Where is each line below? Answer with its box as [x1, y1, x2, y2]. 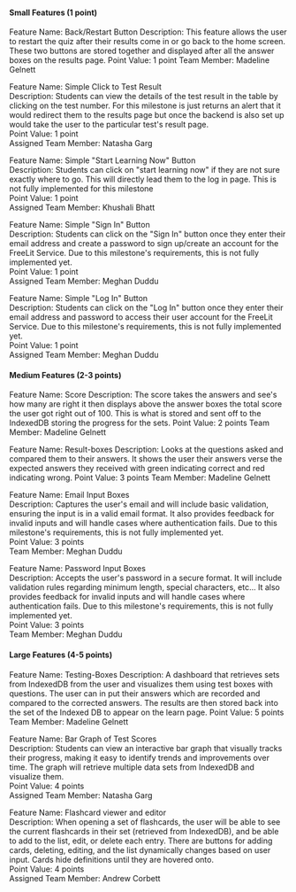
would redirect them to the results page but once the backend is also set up [9, 110, 285, 120]
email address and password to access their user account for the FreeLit [9, 312, 273, 322]
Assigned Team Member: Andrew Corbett [9, 873, 161, 883]
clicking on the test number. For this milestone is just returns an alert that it [9, 100, 281, 111]
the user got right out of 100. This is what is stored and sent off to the [9, 408, 262, 419]
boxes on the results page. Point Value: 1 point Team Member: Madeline [9, 55, 270, 66]
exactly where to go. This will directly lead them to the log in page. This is [9, 174, 277, 185]
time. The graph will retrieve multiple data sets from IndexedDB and [9, 762, 254, 772]
